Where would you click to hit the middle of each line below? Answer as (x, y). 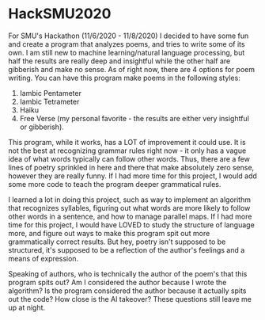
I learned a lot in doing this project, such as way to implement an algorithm (130, 200)
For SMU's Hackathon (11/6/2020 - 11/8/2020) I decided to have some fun (129, 36)
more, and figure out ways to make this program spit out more (109, 233)
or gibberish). (42, 127)
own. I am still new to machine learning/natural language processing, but (127, 52)
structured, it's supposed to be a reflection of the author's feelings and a (127, 250)
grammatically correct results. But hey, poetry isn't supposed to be (117, 242)
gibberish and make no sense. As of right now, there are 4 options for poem (132, 69)
